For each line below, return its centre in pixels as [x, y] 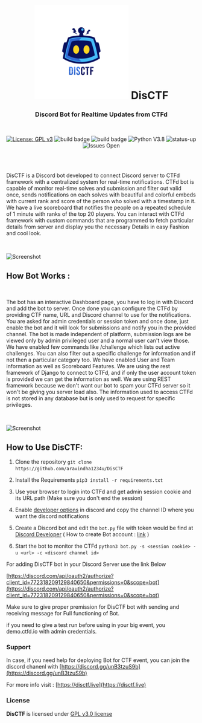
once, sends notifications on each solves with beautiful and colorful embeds [101, 195]
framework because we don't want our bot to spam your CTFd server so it [99, 386]
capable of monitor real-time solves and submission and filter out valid [94, 189]
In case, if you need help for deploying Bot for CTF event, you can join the [98, 660]
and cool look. [24, 233]
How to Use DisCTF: [45, 447]
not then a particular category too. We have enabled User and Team [90, 360]
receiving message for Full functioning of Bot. [63, 614]
